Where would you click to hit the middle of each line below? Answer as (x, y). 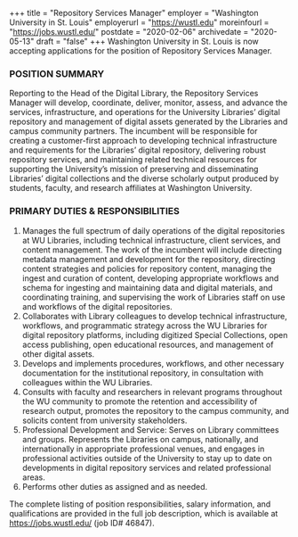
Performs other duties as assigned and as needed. (115, 486)
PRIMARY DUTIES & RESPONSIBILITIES (94, 211)
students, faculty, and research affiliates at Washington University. (131, 188)
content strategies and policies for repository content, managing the (147, 268)
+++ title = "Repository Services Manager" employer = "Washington (134, 13)
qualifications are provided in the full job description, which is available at (144, 513)
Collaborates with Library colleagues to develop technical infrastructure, (154, 316)
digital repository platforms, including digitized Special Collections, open (155, 335)
